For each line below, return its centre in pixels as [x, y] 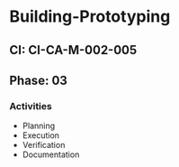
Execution [41, 135]
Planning [39, 126]
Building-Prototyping [90, 17]
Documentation [51, 154]
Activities [31, 106]
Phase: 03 [38, 80]
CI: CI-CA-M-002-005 [73, 50]
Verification [44, 145]
